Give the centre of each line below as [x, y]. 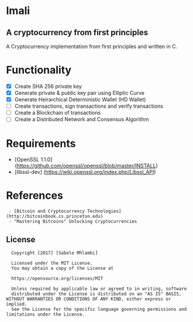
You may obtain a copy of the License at [63, 268]
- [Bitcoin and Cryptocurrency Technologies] [65, 211]
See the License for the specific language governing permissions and [99, 309]
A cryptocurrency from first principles [77, 32]
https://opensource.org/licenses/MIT [57, 279]
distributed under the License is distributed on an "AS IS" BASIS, [96, 294]
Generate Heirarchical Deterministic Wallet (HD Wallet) [80, 100]
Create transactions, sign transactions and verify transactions [89, 106]
